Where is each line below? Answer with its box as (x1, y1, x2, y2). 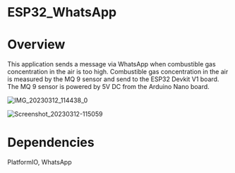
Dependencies (7, 135, 95, 150)
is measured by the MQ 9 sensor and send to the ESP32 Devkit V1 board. (7, 75, 219, 83)
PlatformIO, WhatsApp (7, 158, 72, 167)
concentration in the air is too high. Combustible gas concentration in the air (7, 68, 229, 76)
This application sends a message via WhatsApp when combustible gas (7, 60, 217, 68)
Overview (7, 37, 66, 53)
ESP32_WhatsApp (7, 4, 117, 20)
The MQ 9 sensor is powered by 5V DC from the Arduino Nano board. (7, 83, 210, 91)
